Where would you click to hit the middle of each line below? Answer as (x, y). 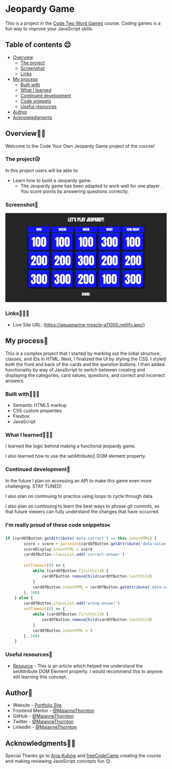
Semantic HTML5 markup (40, 405)
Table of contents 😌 (38, 45)
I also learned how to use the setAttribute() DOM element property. (76, 456)
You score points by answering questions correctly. (74, 191)
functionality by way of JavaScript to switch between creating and (75, 370)
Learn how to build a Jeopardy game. (52, 180)
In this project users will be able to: (42, 170)
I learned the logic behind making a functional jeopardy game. (71, 446)
